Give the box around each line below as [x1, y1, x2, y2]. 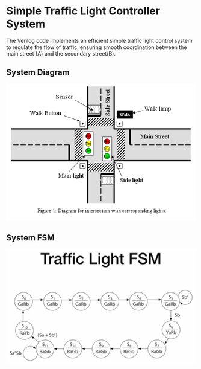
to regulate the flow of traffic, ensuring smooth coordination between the [6, 43, 187, 51]
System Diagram [6, 68, 70, 78]
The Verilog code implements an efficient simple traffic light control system [6, 37, 193, 44]
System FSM [6, 233, 55, 243]
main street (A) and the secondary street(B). [6, 50, 116, 57]
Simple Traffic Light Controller [6, 4, 161, 18]
